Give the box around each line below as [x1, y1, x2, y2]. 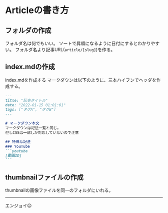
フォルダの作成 [5, 26, 51, 35]
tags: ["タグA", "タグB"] [5, 107, 56, 112]
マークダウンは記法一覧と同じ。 [5, 126, 61, 131]
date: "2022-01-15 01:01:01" [5, 102, 66, 108]
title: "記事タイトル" [5, 98, 48, 103]
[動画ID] [5, 153, 22, 158]
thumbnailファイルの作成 [5, 173, 83, 181]
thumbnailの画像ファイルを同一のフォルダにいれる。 [5, 187, 113, 193]
